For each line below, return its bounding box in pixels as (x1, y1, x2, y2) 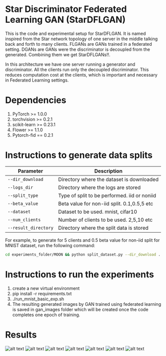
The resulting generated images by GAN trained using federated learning (12, 301, 162, 307)
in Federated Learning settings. (5, 77, 69, 83)
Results (5, 329, 37, 340)
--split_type (7, 192, 39, 198)
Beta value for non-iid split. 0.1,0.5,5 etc (58, 200, 154, 207)
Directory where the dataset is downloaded (58, 176, 159, 182)
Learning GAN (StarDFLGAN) (5, 14, 126, 25)
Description (94, 168, 123, 175)
